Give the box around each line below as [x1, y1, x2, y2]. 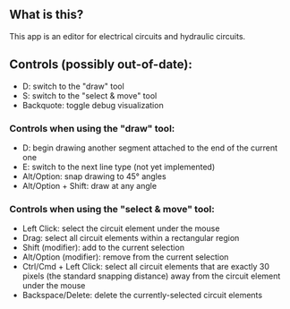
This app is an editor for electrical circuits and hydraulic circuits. [9, 30, 246, 41]
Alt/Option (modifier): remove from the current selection [21, 252, 229, 262]
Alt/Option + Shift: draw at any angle [21, 180, 158, 191]
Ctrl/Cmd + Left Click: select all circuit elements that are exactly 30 [21, 262, 270, 272]
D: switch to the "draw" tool [21, 81, 125, 91]
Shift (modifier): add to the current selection [21, 242, 185, 253]
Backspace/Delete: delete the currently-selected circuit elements [21, 290, 262, 301]
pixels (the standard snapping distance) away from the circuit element [21, 270, 281, 281]
